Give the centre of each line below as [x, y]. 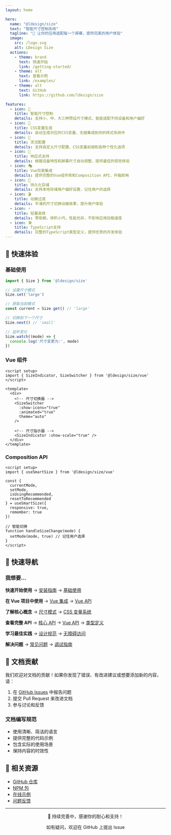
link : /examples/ [37, 81]
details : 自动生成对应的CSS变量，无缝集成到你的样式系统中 [70, 133]
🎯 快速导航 [22, 562]
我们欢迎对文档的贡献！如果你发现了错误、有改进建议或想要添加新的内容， [83, 675]
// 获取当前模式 [20, 304]
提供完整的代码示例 [33, 738]
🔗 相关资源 [22, 768]
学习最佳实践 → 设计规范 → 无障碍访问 [46, 633]
